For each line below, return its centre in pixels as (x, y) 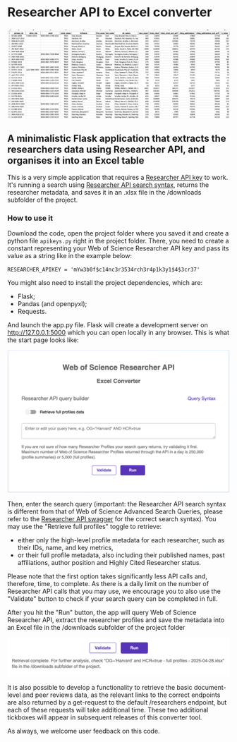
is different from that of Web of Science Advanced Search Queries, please (115, 511)
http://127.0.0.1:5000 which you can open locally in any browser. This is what (119, 333)
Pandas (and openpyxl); (52, 304)
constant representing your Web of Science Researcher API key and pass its (118, 248)
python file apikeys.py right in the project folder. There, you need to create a (118, 241)
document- (210, 688)
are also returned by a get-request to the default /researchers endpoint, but (117, 703)
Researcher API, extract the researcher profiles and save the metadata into (116, 620)
